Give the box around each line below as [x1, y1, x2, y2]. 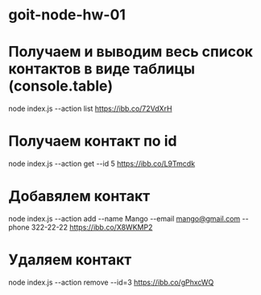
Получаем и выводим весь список [8, 43, 254, 61]
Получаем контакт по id [8, 132, 177, 150]
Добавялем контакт [8, 188, 151, 205]
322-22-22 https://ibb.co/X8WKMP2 [31, 222, 153, 232]
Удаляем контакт [8, 251, 132, 269]
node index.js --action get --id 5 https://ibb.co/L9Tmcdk [8, 159, 196, 169]
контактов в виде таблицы [8, 60, 196, 78]
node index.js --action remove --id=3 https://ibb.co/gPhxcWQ [8, 277, 214, 287]
